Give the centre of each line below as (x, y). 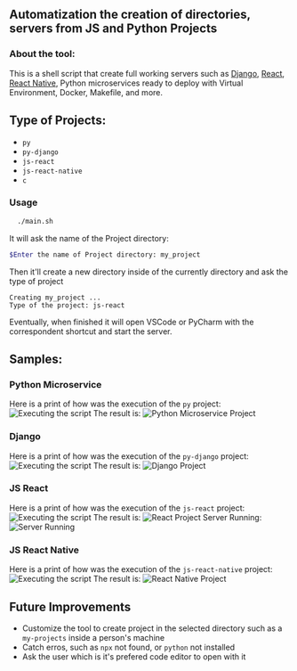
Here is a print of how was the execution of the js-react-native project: (141, 569)
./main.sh (35, 221)
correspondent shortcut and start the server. (91, 331)
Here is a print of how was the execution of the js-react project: (127, 508)
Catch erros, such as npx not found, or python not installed (128, 647)
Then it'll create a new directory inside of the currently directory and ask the (149, 272)
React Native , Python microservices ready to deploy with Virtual (126, 83)
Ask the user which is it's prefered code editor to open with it (134, 656)
